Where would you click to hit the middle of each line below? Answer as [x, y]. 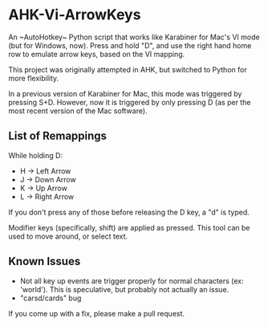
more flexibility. [34, 78]
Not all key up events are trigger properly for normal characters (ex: [132, 281]
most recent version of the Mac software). [78, 111]
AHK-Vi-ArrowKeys [75, 15]
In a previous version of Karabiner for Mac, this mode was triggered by [125, 93]
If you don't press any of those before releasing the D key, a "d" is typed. [129, 212]
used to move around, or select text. [68, 236]
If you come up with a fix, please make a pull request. [97, 313]
